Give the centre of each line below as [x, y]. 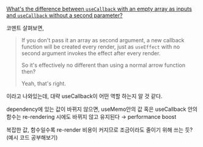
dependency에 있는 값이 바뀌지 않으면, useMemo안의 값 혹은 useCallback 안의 [102, 109]
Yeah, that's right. [43, 83]
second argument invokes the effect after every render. [91, 53]
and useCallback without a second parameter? [65, 15]
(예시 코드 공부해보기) [32, 138]
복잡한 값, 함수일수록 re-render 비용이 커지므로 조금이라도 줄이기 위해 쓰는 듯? [100, 130]
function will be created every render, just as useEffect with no [101, 47]
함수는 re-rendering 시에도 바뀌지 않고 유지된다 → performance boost [91, 117]
